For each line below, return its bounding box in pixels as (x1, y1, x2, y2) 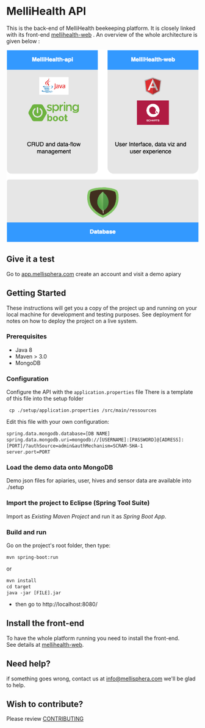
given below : (6, 37, 40, 45)
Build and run (6, 528, 47, 536)
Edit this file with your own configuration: (6, 418, 110, 426)
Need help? (6, 658, 51, 669)
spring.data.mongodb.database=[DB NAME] (6, 431, 111, 437)
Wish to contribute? (6, 699, 84, 710)
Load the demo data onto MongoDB (6, 463, 113, 471)
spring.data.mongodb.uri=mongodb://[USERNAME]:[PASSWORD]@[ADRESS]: (6, 437, 184, 443)
